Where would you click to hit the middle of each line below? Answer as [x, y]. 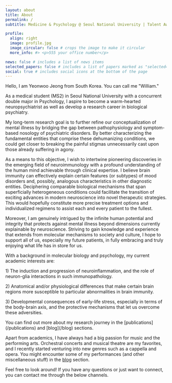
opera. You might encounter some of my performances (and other [75, 354]
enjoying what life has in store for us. [44, 246]
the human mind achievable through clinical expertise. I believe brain [78, 170]
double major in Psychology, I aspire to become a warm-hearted [73, 102]
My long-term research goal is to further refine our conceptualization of [81, 122]
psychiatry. [17, 112]
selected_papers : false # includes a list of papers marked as [74, 67]
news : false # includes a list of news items [55, 62]
